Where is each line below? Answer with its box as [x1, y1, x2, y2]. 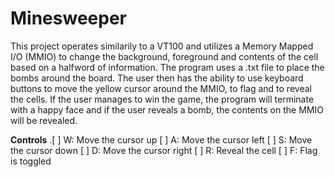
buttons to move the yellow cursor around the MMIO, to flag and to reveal [10, 82, 312, 94]
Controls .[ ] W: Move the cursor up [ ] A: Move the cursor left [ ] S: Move [10, 133, 313, 146]
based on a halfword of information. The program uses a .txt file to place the [10, 61, 325, 73]
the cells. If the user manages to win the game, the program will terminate [10, 93, 315, 105]
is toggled [10, 155, 52, 167]
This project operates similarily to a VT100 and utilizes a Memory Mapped [10, 40, 314, 52]
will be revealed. [10, 114, 78, 126]
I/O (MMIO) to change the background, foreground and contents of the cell [10, 50, 319, 62]
